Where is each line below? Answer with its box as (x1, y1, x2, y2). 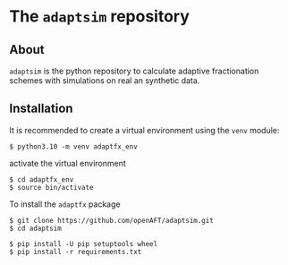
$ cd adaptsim (9, 224, 63, 233)
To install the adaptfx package (9, 199, 121, 209)
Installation (9, 101, 73, 116)
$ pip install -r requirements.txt (9, 247, 142, 256)
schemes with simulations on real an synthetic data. (9, 75, 200, 86)
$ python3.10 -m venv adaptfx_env (9, 141, 139, 151)
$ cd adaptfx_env (9, 175, 74, 184)
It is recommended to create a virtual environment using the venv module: (9, 124, 280, 135)
